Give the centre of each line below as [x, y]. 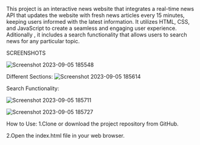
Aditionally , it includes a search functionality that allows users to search [97, 35]
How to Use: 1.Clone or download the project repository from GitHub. [93, 124]
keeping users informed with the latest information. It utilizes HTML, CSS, [98, 22]
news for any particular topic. [43, 41]
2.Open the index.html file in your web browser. [65, 136]
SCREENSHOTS [26, 53]
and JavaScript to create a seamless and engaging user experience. [92, 28]
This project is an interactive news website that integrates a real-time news [100, 9]
